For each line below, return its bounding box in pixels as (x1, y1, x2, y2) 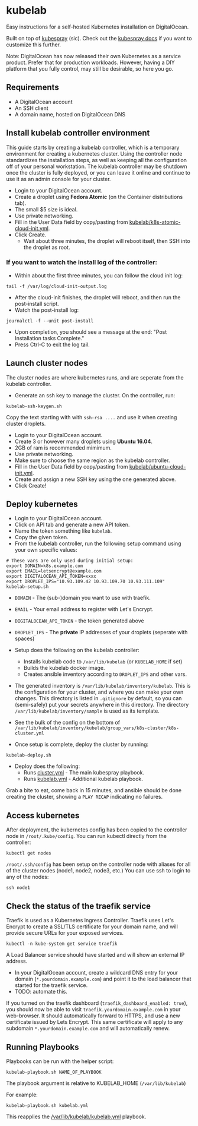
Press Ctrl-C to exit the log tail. (14, 341, 90, 348)
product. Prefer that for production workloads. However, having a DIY (6, 59, 176, 66)
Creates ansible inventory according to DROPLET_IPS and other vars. (23, 670, 187, 678)
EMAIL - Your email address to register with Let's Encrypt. (14, 606, 154, 613)
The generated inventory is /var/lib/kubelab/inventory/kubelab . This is (14, 682, 191, 689)
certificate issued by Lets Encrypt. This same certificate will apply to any (6, 1019, 183, 1026)
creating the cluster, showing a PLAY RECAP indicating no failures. (6, 793, 163, 801)
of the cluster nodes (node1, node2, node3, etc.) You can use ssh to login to (6, 867, 191, 874)
